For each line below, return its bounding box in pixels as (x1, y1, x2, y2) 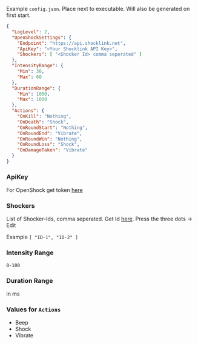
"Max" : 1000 (17, 96, 47, 102)
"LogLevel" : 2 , (12, 28, 50, 35)
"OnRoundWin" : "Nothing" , (17, 136, 83, 142)
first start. (6, 12, 31, 19)
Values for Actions (6, 305, 61, 314)
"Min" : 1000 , (17, 91, 50, 97)
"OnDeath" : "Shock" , (17, 119, 69, 125)
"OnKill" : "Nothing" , (17, 113, 71, 119)
